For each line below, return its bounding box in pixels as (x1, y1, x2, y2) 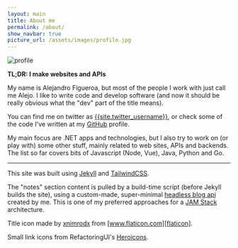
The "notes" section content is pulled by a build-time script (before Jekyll (7, 183, 222, 191)
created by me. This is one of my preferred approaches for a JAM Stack (7, 198, 217, 206)
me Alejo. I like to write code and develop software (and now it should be (7, 91, 220, 100)
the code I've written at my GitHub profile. (7, 120, 130, 128)
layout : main (7, 10, 46, 18)
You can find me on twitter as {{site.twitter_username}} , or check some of (7, 113, 223, 121)
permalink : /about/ (7, 23, 65, 30)
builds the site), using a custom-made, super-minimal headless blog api (7, 191, 216, 199)
